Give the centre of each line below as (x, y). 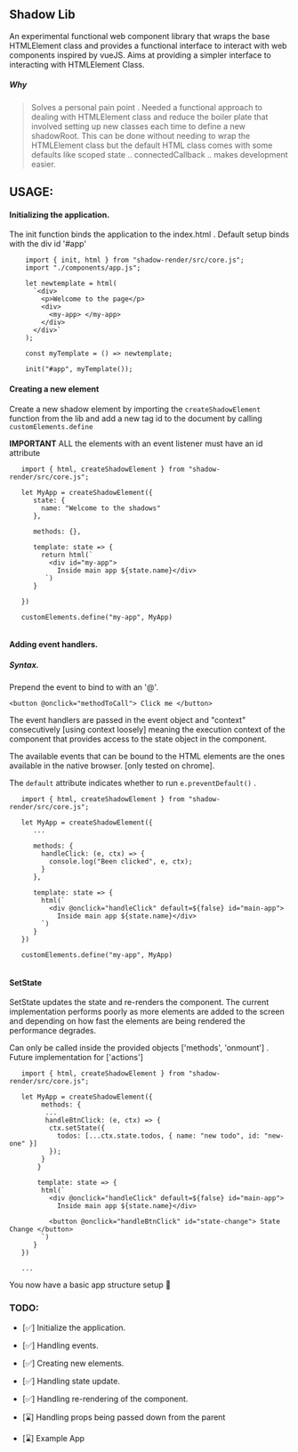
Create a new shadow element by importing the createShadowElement (135, 409)
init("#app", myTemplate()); (79, 369)
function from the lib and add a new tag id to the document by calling (136, 418)
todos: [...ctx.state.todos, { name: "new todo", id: (158, 1136)
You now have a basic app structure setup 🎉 (90, 1285)
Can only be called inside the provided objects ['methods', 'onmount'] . (139, 1048)
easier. (43, 164)
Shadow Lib (42, 15)
